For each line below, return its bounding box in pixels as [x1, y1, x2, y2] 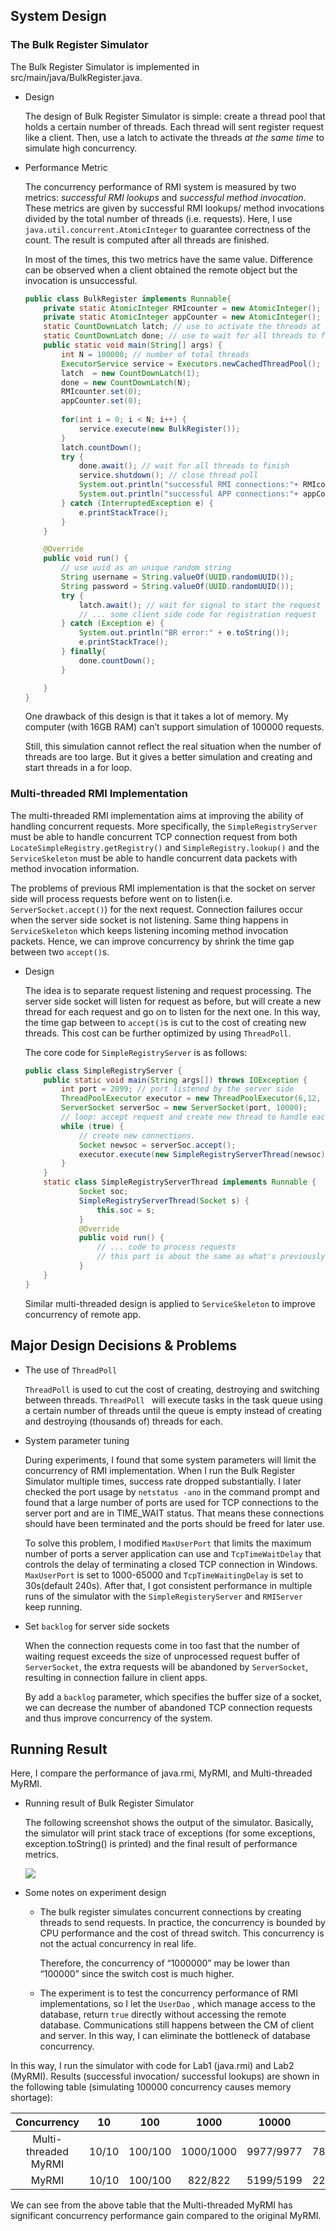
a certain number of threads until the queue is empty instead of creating [24, 1404, 322, 1416]
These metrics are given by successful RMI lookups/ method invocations [24, 202, 325, 214]
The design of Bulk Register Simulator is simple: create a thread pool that [24, 110, 326, 122]
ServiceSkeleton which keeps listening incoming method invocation [10, 924, 289, 936]
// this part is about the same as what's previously [96, 1252, 326, 1262]
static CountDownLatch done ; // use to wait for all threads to [43, 331, 317, 341]
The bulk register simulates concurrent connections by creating [39, 1906, 302, 1918]
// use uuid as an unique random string [61, 563, 232, 573]
